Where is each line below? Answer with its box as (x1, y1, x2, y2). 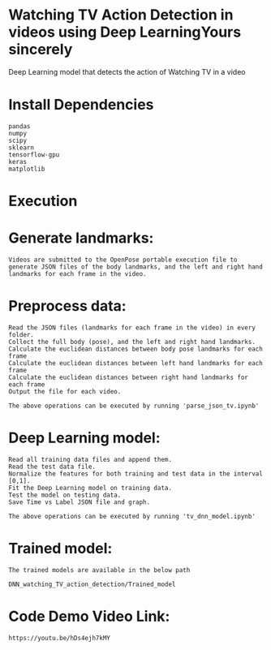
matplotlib (8, 165, 45, 173)
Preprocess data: (8, 297, 127, 316)
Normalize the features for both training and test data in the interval (8, 469, 264, 478)
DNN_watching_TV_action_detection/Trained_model (8, 580, 176, 588)
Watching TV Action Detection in (8, 6, 234, 24)
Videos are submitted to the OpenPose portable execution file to (8, 256, 238, 264)
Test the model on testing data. (8, 491, 122, 499)
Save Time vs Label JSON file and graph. (8, 497, 151, 506)
